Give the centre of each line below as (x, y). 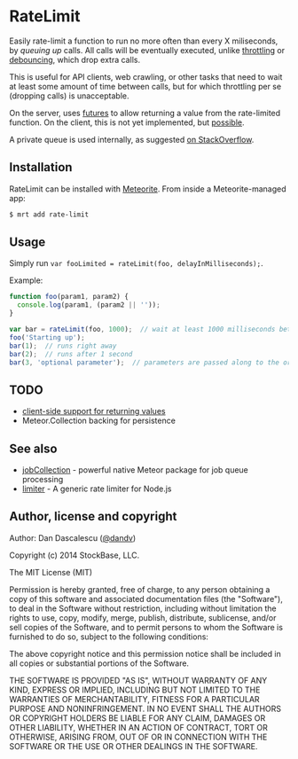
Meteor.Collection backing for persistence (98, 421)
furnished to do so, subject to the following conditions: (109, 637)
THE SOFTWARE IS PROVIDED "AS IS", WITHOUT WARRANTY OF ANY (138, 680)
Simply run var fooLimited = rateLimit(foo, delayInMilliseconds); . (136, 263)
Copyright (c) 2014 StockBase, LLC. (74, 555)
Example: (26, 280)
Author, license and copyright (93, 516)
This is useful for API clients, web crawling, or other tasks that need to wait (146, 76)
